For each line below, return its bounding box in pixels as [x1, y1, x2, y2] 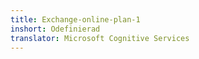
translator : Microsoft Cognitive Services [10, 33, 190, 43]
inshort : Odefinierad [10, 24, 101, 34]
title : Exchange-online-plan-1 [10, 14, 141, 25]
